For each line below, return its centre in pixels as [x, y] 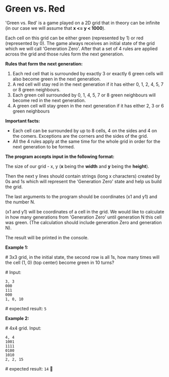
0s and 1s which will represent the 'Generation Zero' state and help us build [83, 181]
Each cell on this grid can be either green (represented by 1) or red [74, 38]
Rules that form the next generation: [44, 64]
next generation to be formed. [44, 146]
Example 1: [17, 247]
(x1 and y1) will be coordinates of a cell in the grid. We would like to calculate [85, 211]
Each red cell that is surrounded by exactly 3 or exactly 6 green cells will [88, 73]
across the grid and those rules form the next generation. [65, 54]
